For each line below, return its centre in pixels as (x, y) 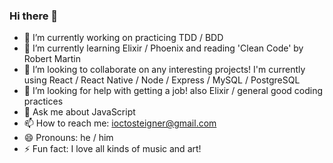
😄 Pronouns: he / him (68, 138)
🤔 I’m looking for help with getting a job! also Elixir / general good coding (173, 91)
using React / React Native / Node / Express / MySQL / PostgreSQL (162, 80)
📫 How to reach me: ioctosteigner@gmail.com (120, 123)
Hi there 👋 (34, 16)
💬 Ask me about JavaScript (79, 112)
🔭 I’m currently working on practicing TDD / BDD (123, 38)
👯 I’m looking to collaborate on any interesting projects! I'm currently (164, 70)
